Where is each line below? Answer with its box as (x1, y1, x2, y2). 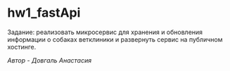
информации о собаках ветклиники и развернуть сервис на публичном (7, 35, 223, 43)
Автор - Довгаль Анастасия (7, 56, 92, 64)
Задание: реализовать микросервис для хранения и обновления (7, 28, 203, 36)
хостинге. (7, 42, 37, 51)
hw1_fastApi (7, 5, 81, 21)
